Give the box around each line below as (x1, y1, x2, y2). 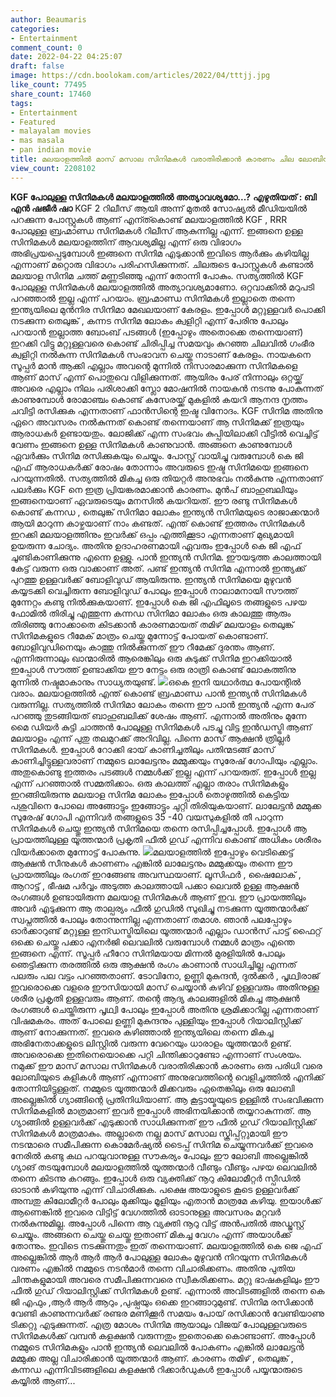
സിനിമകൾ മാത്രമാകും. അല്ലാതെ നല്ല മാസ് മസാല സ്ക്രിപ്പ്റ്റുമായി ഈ (10, 1127, 288, 1139)
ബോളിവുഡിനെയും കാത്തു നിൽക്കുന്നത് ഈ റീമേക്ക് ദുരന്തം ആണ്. (10, 641, 275, 653)
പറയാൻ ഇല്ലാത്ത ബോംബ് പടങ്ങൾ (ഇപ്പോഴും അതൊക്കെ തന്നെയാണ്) (10, 326, 304, 338)
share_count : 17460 (10, 89, 92, 99)
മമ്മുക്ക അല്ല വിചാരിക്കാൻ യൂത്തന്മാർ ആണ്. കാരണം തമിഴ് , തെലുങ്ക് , (10, 1352, 294, 1364)
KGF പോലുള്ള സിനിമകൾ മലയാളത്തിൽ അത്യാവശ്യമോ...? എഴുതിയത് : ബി (10, 191, 317, 203)
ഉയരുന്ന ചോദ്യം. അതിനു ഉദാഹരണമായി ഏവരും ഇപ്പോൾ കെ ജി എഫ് (10, 539, 302, 551)
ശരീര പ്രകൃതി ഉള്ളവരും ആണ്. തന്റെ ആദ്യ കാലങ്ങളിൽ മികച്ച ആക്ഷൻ (10, 992, 300, 1004)
